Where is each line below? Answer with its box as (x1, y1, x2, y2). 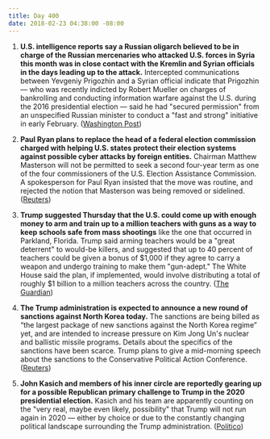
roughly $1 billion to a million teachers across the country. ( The (19, 278, 230, 288)
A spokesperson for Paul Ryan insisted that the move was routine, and (19, 177, 253, 186)
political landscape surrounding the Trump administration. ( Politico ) (19, 421, 244, 431)
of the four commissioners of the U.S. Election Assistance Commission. (19, 169, 257, 178)
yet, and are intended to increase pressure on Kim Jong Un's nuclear (19, 328, 250, 338)
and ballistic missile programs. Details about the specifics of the (19, 337, 233, 347)
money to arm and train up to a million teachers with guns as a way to (19, 219, 256, 228)
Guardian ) (19, 287, 54, 297)
